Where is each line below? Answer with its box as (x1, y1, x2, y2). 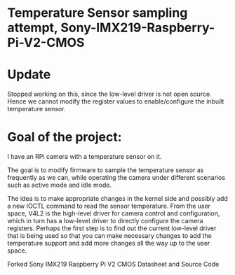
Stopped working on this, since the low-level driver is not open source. (7, 90, 212, 99)
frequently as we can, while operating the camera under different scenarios (7, 174, 226, 182)
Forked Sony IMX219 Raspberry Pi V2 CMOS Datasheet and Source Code (7, 260, 220, 269)
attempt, (7, 20, 58, 36)
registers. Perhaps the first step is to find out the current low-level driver (7, 224, 217, 232)
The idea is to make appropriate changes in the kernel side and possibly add (7, 195, 228, 203)
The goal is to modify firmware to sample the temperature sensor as (7, 166, 204, 174)
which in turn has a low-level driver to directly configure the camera (7, 217, 203, 225)
